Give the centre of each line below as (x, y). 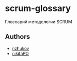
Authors (18, 37)
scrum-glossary (38, 8)
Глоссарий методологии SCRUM (38, 22)
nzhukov (20, 48)
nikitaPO (20, 53)
